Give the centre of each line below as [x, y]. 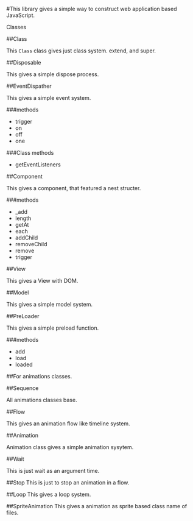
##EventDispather [29, 86]
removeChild [31, 244]
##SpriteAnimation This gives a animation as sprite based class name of [97, 506]
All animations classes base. [42, 400]
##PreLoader [23, 316]
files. [12, 512]
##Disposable [24, 62]
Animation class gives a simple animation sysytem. [70, 447]
